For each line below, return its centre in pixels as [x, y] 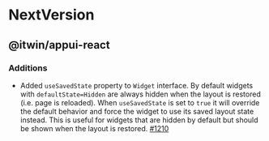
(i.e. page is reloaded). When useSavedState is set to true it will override [140, 102]
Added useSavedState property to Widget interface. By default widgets [137, 85]
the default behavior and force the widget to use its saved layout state [137, 111]
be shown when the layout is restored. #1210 [94, 128]
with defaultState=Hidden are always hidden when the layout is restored [140, 94]
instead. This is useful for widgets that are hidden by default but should [139, 120]
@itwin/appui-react [60, 45]
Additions [28, 68]
